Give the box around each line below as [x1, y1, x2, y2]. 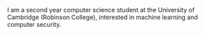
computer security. [7, 21, 62, 28]
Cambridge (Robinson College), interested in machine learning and [7, 13, 198, 21]
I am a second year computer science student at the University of [7, 6, 195, 14]
